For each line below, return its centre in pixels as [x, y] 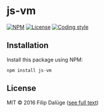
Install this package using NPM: [45, 59]
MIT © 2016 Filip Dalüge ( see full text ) [53, 102]
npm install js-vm [29, 70]
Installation [28, 45]
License [21, 88]
